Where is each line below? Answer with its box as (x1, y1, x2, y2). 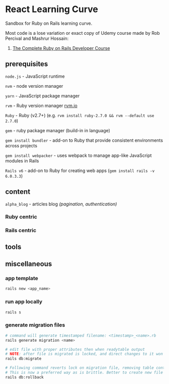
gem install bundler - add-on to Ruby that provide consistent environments (5, 137, 163, 143)
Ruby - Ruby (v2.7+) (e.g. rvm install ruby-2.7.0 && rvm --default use (5, 112, 154, 118)
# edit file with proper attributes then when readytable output (5, 347, 145, 352)
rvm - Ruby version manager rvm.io (5, 102, 78, 108)
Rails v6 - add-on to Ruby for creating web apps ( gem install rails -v (5, 168, 155, 174)
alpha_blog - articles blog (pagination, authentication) (5, 201, 117, 207)
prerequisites (5, 60, 48, 69)
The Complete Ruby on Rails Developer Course (12, 45, 110, 51)
